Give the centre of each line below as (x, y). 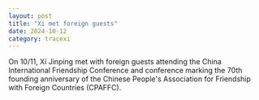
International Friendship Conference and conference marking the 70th (125, 71)
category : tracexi (39, 39)
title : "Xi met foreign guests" (63, 24)
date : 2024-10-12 (38, 31)
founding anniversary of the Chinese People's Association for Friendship (130, 79)
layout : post (30, 16)
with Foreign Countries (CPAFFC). (65, 88)
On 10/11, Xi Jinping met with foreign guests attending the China (115, 62)
